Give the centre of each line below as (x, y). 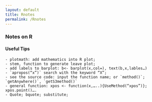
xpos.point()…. (21, 90)
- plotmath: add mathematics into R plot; (50, 59)
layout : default (22, 10)
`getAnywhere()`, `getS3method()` (42, 81)
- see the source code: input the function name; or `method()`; (75, 77)
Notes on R (19, 37)
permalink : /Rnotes (26, 19)
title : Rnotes (20, 15)
